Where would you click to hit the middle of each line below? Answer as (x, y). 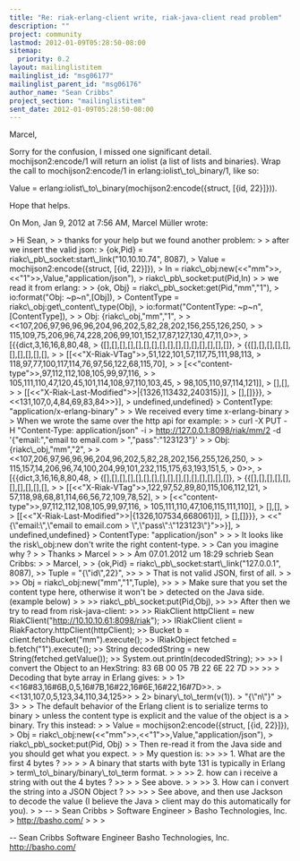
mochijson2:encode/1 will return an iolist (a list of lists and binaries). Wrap (145, 161)
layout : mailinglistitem (56, 68)
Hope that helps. (40, 206)
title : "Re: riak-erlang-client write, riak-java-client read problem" (146, 17)
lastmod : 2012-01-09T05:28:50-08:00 (77, 43)
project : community (46, 34)
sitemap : (26, 51)
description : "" (39, 26)
